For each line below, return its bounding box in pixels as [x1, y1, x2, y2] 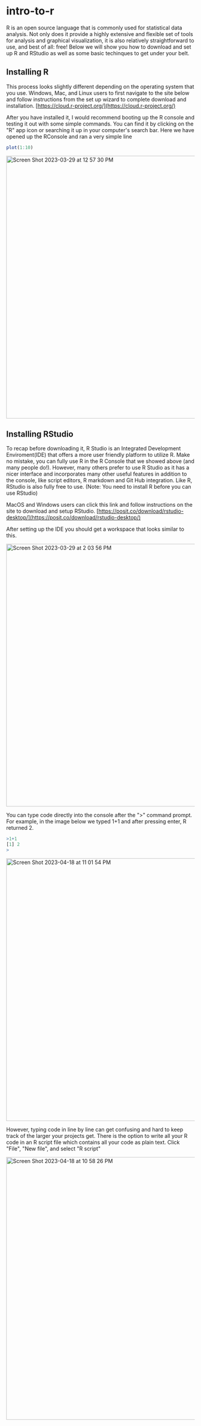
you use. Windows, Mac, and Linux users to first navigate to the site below [6, 89, 190, 97]
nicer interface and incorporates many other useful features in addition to [6, 470, 187, 478]
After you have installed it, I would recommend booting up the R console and [6, 113, 194, 121]
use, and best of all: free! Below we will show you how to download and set [6, 43, 191, 50]
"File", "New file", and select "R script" [6, 1145, 101, 1152]
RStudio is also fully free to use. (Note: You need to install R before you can [6, 483, 191, 491]
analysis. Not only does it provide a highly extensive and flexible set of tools [6, 30, 193, 37]
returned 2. [6, 824, 34, 832]
